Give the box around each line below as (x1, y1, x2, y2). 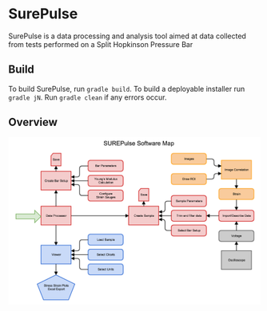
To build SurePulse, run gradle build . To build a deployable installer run (8, 84, 245, 93)
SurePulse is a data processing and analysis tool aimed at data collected (8, 31, 246, 41)
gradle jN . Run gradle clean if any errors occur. (8, 93, 167, 102)
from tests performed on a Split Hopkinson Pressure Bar (8, 39, 193, 49)
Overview (8, 116, 58, 129)
